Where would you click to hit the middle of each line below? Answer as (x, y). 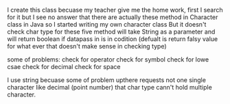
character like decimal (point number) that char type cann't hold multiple (110, 87)
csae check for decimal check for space (64, 67)
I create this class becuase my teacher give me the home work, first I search (115, 10)
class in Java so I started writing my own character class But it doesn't (107, 24)
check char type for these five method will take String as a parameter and (111, 31)
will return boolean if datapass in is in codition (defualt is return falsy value (113, 39)
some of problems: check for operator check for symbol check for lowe (108, 60)
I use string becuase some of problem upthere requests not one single (106, 80)
